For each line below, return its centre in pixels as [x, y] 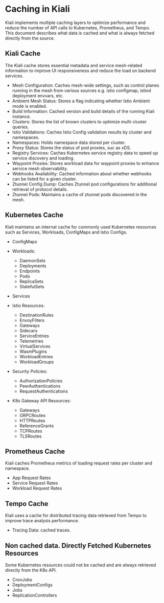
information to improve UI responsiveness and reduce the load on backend [81, 70]
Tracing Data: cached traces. [41, 530]
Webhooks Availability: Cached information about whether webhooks [82, 174]
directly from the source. [30, 38]
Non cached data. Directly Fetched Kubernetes [78, 545]
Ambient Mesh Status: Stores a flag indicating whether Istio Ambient [81, 101]
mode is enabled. [30, 106]
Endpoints [30, 271]
